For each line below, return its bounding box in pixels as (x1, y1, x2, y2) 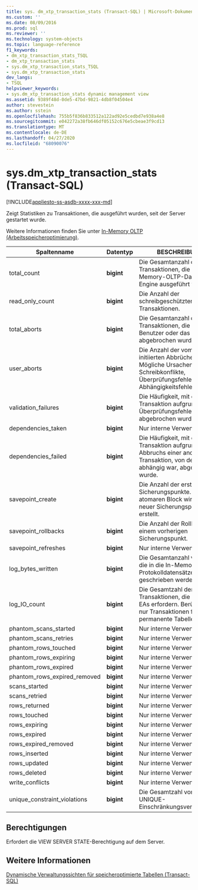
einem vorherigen (138, 527, 188, 535)
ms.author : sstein (6, 108, 51, 114)
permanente (138, 614, 173, 623)
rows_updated (9, 759, 49, 767)
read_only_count (9, 297, 55, 305)
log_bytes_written (9, 564, 58, 572)
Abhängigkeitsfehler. (138, 383, 196, 391)
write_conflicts (9, 778, 50, 787)
